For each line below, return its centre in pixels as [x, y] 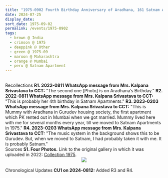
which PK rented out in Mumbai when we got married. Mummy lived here [80, 117]
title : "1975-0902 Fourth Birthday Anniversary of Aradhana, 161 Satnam [82, 10]
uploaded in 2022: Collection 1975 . [41, 155]
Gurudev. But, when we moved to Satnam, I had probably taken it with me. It [83, 139]
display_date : [20, 19]
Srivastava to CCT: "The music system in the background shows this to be [82, 133]
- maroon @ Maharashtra [34, 56]
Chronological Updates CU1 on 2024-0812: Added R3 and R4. [69, 170]
